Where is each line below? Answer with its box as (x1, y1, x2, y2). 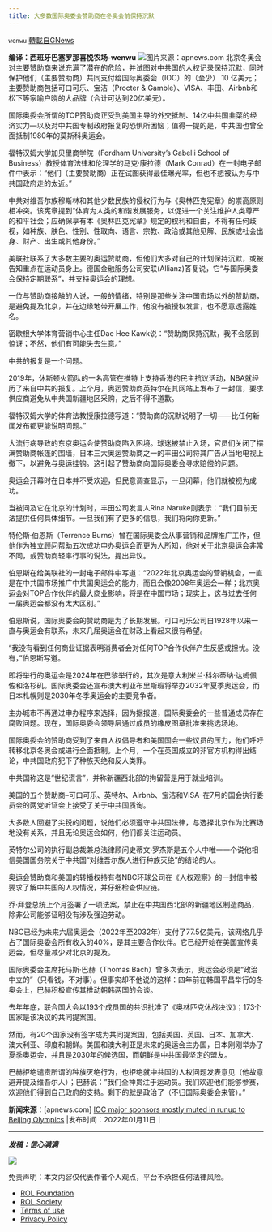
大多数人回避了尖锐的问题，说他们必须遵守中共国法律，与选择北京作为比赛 (8, 817, 257, 827)
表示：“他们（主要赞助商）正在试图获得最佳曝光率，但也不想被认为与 (22, 168, 253, 178)
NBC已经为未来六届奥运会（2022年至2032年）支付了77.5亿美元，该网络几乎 (8, 927, 264, 937)
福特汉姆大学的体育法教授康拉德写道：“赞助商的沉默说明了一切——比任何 (8, 411, 253, 420)
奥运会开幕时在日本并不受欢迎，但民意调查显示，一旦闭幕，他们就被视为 (8, 476, 249, 485)
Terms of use (19, 1205, 65, 1215)
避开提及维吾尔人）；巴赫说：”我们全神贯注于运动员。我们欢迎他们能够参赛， (8, 1077, 264, 1087)
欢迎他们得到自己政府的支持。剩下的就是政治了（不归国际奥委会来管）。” (8, 1087, 246, 1096)
